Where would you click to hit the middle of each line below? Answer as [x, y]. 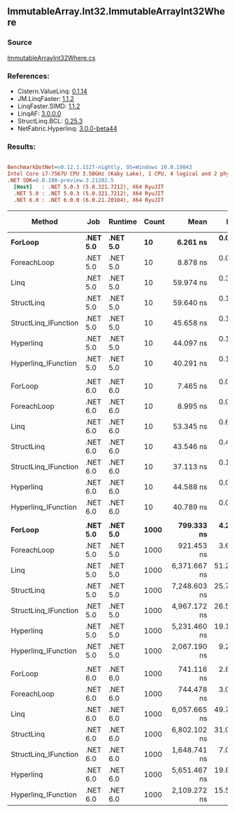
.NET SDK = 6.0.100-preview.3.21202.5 [60, 181]
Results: [22, 147]
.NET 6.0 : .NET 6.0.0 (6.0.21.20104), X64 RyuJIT [89, 200]
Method [44, 222]
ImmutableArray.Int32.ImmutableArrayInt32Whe [116, 12]
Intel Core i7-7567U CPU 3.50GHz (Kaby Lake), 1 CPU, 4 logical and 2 [112, 174]
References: [29, 76]
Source [20, 43]
